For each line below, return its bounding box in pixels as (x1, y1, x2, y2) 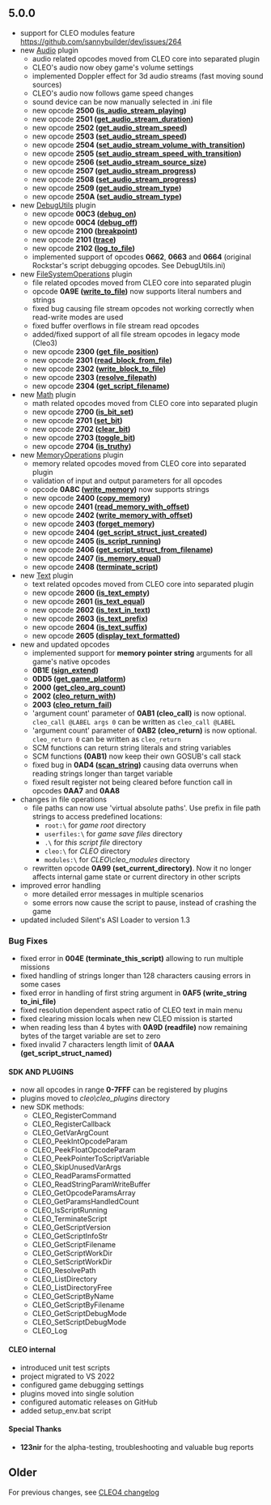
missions (19, 962, 50, 972)
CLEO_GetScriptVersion (32, 1223, 111, 1233)
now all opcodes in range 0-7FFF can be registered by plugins (19, 1085, 228, 1095)
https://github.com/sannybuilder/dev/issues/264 (19, 36, 182, 46)
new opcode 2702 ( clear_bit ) (32, 424, 131, 434)
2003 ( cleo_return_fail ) (32, 699, 112, 709)
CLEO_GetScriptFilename (32, 1240, 116, 1250)
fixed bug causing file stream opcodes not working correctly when (32, 303, 255, 313)
